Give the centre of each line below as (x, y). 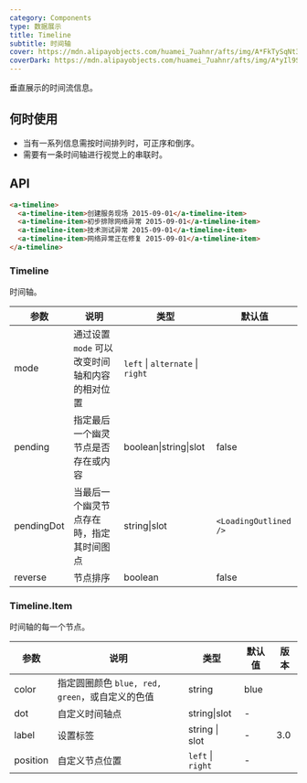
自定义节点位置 (89, 761)
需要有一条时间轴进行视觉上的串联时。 (95, 154)
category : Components (51, 18)
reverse (31, 577)
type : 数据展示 (36, 27)
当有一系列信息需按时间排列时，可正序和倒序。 (111, 143)
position (31, 760)
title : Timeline (40, 35)
